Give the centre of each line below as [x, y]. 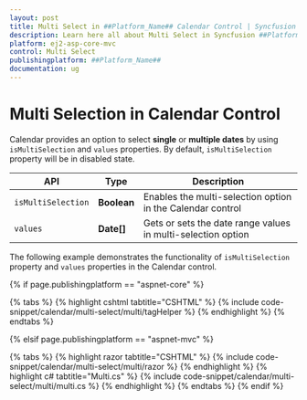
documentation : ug [44, 69]
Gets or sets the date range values [217, 223]
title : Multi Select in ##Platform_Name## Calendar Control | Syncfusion [153, 26]
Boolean [116, 202]
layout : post [34, 18]
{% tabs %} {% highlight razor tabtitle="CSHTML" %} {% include [132, 356]
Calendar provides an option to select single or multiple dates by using [144, 139]
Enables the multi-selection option [217, 196]
